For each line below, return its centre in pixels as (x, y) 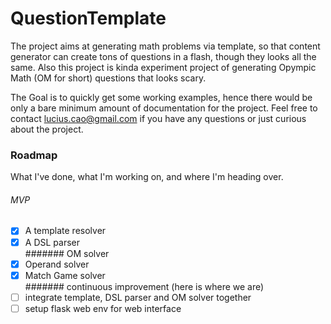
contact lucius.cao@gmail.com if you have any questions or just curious (158, 118)
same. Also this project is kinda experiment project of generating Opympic (163, 67)
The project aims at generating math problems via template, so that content (165, 46)
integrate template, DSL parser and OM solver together (138, 297)
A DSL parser (52, 242)
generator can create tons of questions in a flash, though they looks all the (163, 56)
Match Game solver (65, 275)
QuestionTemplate (88, 18)
